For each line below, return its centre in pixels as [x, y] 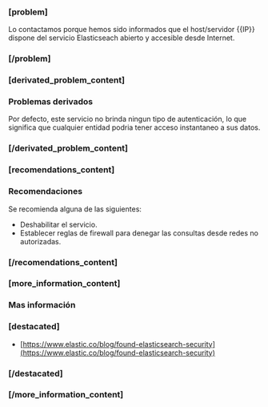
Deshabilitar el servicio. [58, 224]
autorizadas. [40, 241]
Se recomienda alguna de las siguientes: [75, 209]
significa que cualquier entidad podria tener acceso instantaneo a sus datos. [134, 127]
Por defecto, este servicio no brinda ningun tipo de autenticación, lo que [127, 119]
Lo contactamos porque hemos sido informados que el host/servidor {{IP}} [132, 30]
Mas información [42, 305]
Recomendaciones [45, 191]
